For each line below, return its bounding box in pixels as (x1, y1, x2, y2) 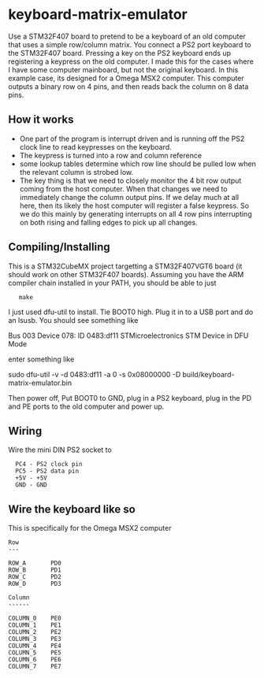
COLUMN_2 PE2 (8, 628, 61, 636)
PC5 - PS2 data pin (15, 467, 80, 476)
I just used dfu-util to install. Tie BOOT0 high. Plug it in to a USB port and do (8, 307, 254, 317)
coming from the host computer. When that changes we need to (19, 183, 228, 194)
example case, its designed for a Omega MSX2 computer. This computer (8, 73, 244, 83)
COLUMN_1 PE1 (8, 621, 61, 629)
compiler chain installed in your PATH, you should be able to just (8, 278, 217, 287)
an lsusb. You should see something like (8, 315, 139, 324)
